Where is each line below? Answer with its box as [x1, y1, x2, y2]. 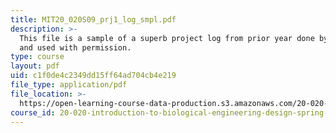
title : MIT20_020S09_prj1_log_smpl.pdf [10, 14, 177, 25]
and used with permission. [19, 42, 132, 53]
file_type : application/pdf [10, 80, 128, 90]
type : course [10, 52, 65, 62]
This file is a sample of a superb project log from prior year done [19, 33, 315, 43]
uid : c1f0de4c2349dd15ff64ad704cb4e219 [10, 71, 177, 81]
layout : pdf [10, 61, 60, 71]
